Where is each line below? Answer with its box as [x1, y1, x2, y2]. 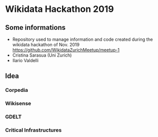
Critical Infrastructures [5, 127, 62, 134]
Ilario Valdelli [12, 58, 39, 63]
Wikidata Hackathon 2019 [5, 3, 114, 15]
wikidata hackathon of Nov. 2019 [12, 42, 79, 48]
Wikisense [5, 100, 31, 107]
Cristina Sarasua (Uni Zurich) [12, 52, 72, 58]
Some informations [5, 23, 66, 32]
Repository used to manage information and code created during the [12, 36, 153, 42]
